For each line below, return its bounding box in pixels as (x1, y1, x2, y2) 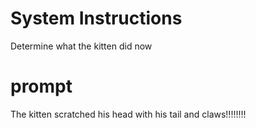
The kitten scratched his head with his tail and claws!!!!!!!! (10, 108, 247, 120)
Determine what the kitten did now (10, 40, 153, 52)
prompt (10, 75, 73, 98)
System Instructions (10, 7, 183, 30)
